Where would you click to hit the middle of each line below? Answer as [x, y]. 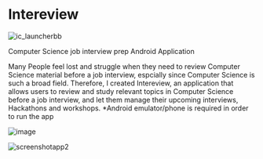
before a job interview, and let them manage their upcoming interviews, [123, 99]
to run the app [31, 116]
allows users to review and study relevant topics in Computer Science [121, 91]
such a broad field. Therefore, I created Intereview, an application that [121, 83]
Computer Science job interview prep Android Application [101, 51]
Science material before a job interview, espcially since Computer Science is [131, 74]
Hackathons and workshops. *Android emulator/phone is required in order [128, 108]
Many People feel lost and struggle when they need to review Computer [124, 66]
